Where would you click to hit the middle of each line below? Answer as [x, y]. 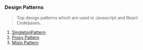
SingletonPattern [29, 33]
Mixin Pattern [25, 43]
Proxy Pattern [25, 37]
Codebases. [29, 23]
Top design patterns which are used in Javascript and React [77, 18]
